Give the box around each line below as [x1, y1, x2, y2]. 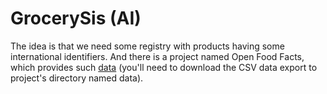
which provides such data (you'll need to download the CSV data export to [10, 61, 318, 73]
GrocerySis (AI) [10, 7, 142, 30]
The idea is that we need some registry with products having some [10, 40, 285, 52]
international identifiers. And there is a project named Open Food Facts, [10, 50, 305, 62]
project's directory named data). [10, 72, 144, 84]
